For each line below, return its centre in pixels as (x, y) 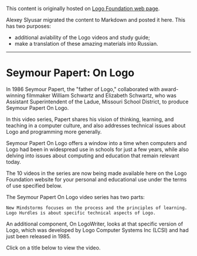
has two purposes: (29, 26)
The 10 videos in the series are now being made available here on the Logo (96, 173)
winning (16, 95)
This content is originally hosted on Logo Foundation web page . (83, 9)
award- (170, 89)
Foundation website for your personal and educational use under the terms (96, 179)
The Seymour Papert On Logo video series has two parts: (75, 197)
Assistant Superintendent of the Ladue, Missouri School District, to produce (97, 102)
